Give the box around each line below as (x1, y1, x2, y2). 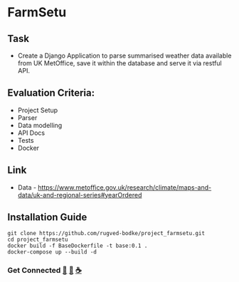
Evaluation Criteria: (7, 87, 95, 99)
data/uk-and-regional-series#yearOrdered (17, 190, 142, 199)
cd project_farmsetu (7, 236, 69, 244)
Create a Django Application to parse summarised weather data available (17, 51, 232, 60)
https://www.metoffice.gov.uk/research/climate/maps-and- (38, 183, 212, 192)
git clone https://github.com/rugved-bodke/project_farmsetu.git (7, 230, 205, 237)
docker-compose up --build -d (7, 249, 97, 256)
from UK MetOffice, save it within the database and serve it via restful (17, 59, 222, 67)
